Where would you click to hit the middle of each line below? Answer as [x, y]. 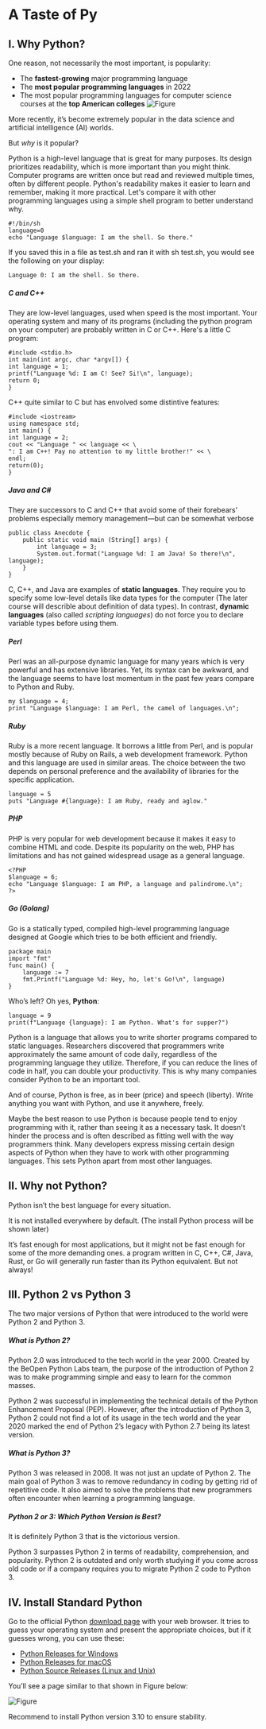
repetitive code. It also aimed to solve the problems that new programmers [130, 1490]
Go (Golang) [29, 908]
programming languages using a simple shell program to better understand [131, 201]
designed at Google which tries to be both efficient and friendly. [113, 937]
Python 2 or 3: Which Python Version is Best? [85, 1516]
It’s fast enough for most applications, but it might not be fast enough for [127, 1244]
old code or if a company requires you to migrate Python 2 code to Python [130, 1569]
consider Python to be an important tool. [74, 1079]
